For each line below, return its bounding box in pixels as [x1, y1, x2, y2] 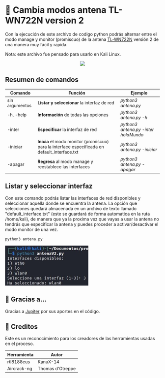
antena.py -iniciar [120, 146, 158, 152]
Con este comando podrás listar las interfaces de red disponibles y [5, 195, 141, 201]
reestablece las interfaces [37, 164, 90, 169]
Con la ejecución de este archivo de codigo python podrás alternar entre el [5, 31, 157, 37]
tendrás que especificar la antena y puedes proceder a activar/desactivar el [5, 221, 159, 227]
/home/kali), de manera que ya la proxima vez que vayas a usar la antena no [5, 216, 160, 222]
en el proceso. [5, 341, 34, 346]
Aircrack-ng [7, 366, 32, 372]
